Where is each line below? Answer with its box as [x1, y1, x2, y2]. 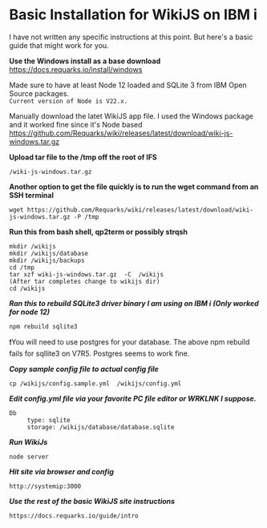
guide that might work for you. [9, 40, 109, 50]
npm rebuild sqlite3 [9, 322, 79, 330]
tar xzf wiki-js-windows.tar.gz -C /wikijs [9, 270, 164, 278]
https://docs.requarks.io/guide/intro [9, 511, 139, 520]
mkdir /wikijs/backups [9, 256, 85, 264]
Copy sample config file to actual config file [9, 364, 160, 373]
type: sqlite [26, 416, 71, 424]
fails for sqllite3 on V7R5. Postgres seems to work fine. [9, 349, 190, 358]
